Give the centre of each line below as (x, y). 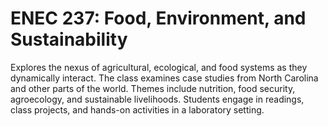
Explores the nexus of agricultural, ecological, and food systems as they (159, 67)
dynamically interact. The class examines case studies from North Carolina (164, 78)
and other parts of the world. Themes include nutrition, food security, (153, 88)
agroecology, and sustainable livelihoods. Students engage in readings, (157, 99)
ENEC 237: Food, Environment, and (158, 18)
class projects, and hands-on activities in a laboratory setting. (137, 109)
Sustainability (69, 39)
